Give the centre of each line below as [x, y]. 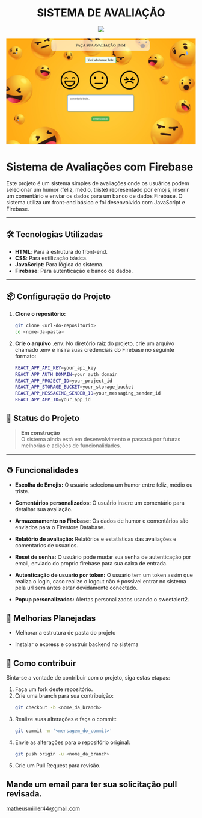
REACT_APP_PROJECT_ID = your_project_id [63, 381]
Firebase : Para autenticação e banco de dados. [74, 271]
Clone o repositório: [40, 314]
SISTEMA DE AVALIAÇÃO [101, 13]
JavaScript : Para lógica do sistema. [59, 265]
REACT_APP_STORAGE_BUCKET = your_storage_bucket [74, 387]
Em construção [40, 432]
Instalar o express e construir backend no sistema [77, 644]
